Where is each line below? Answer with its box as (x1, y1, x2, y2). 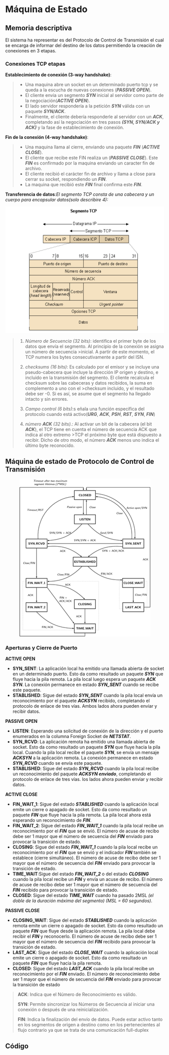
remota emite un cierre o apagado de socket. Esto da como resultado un (12, 923, 163, 929)
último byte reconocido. (25, 443, 75, 449)
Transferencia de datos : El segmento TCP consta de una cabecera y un (5, 191, 155, 197)
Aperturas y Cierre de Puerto (5, 645, 78, 652)
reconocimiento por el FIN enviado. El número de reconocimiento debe (12, 971, 160, 977)
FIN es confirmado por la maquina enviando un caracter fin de (25, 160, 155, 166)
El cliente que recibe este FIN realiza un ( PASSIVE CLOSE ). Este (25, 155, 158, 161)
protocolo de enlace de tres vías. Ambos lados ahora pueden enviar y (12, 703, 157, 709)
